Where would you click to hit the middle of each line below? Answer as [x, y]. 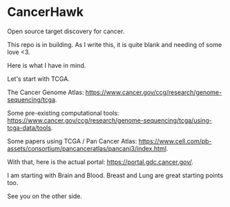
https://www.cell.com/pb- [175, 141]
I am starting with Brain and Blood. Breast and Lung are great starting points [115, 175]
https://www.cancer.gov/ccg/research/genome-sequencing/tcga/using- [110, 120]
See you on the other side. [45, 196]
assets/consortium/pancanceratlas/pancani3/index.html [87, 148]
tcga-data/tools [29, 127]
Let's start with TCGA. [39, 79]
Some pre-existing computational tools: [63, 113]
